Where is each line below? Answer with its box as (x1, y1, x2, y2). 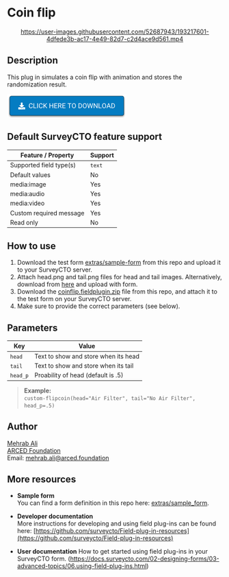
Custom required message (10, 209, 85, 217)
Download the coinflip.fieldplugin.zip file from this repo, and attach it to (16, 287, 217, 296)
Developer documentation (16, 513, 94, 521)
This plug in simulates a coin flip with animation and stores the (7, 73, 183, 81)
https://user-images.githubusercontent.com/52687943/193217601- (20, 27, 210, 36)
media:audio (10, 190, 45, 198)
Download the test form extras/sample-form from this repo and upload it (16, 259, 221, 267)
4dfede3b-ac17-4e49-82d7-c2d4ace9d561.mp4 (46, 34, 183, 43)
